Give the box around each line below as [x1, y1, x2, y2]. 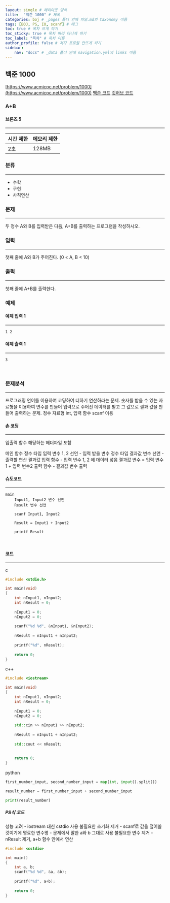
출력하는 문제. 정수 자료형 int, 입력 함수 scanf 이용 [14, 410, 114, 416]
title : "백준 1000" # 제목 [5, 12, 60, 17]
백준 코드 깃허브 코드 [93, 90, 134, 96]
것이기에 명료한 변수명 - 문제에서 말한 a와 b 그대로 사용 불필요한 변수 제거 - [5, 829, 153, 835]
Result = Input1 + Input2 [14, 521, 69, 526]
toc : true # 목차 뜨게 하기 [5, 26, 58, 31]
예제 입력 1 [5, 313, 26, 319]
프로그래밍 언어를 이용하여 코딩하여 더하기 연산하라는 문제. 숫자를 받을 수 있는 [5, 397, 158, 403]
